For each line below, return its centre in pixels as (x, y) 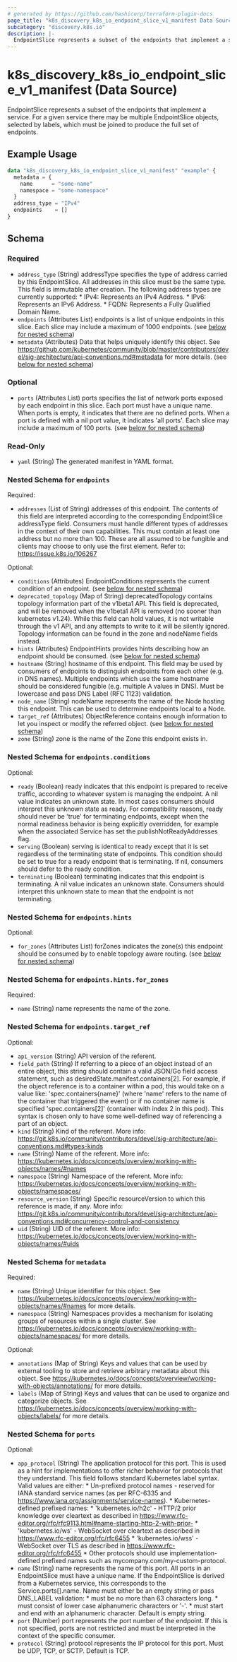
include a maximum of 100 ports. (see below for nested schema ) (111, 427)
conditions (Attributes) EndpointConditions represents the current (114, 581)
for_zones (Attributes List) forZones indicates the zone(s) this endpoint (120, 946)
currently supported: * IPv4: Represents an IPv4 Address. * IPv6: (112, 297)
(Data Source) (136, 90)
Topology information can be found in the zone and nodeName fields (118, 634)
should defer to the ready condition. (69, 869)
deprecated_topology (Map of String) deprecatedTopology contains (115, 596)
